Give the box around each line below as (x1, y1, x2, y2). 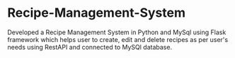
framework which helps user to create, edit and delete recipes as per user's (7, 35, 229, 43)
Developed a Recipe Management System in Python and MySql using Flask (7, 28, 227, 36)
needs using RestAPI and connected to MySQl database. (7, 43, 172, 51)
